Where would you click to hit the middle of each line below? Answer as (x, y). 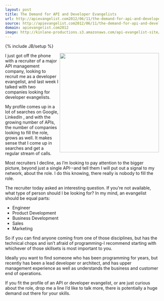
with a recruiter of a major (31, 61)
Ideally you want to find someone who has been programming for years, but (81, 258)
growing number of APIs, (30, 122)
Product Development (34, 213)
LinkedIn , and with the (28, 117)
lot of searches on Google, (32, 112)
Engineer (21, 208)
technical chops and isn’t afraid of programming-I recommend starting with (81, 243)
